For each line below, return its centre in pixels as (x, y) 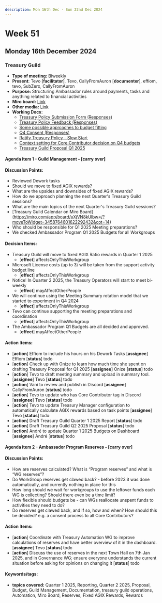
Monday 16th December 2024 (51, 51)
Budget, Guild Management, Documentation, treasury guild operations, (82, 590)
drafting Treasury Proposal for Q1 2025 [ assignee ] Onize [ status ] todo (82, 369)
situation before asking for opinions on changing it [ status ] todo (76, 563)
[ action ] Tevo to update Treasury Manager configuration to (71, 405)
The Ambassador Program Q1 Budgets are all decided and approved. (80, 326)
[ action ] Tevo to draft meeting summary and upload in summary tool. (81, 374)
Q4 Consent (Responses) (44, 132)
